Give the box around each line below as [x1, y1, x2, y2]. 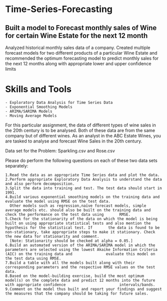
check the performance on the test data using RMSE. [5, 212, 131, 217]
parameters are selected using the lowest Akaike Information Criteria [5, 247, 157, 252]
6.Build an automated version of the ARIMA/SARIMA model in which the [5, 242, 155, 248]
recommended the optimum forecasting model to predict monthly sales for [5, 55, 159, 61]
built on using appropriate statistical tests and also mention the [5, 221, 151, 226]
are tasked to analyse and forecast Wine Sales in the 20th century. [5, 138, 142, 144]
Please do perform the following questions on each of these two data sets [5, 157, 157, 164]
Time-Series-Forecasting [5, 4, 113, 15]
